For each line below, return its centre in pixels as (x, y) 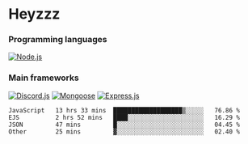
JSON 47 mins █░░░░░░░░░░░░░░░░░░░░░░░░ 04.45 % (124, 125)
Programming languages (58, 40)
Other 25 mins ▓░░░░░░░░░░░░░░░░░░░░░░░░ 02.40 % (124, 131)
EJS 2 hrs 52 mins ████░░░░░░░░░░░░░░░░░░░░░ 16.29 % (124, 117)
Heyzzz (34, 14)
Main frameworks (44, 78)
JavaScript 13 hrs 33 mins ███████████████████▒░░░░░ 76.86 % (124, 110)
